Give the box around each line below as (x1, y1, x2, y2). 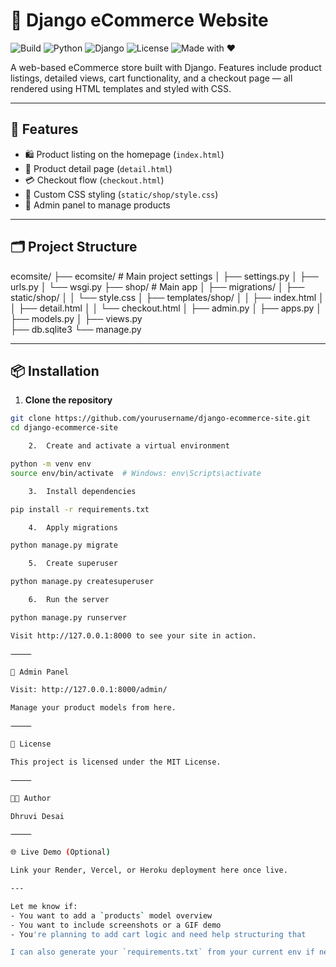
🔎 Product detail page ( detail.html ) (24, 162, 173, 174)
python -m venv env (10, 459, 92, 469)
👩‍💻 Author (10, 793, 52, 803)
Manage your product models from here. (10, 703, 177, 713)
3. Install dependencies (28, 486, 137, 496)
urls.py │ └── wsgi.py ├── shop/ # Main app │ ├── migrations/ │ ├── (10, 280, 305, 293)
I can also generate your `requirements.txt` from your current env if (10, 947, 315, 958)
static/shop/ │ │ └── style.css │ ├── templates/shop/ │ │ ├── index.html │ (10, 291, 325, 303)
